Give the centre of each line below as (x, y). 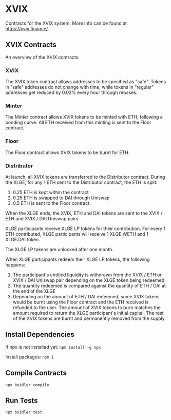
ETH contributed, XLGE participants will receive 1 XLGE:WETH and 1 (77, 234)
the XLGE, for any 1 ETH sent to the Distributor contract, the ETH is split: (81, 182)
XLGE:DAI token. (23, 239)
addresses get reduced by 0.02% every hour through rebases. (71, 92)
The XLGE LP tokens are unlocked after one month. (60, 249)
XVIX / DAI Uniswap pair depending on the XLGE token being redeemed (89, 280)
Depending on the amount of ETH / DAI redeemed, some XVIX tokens (86, 296)
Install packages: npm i (30, 357)
